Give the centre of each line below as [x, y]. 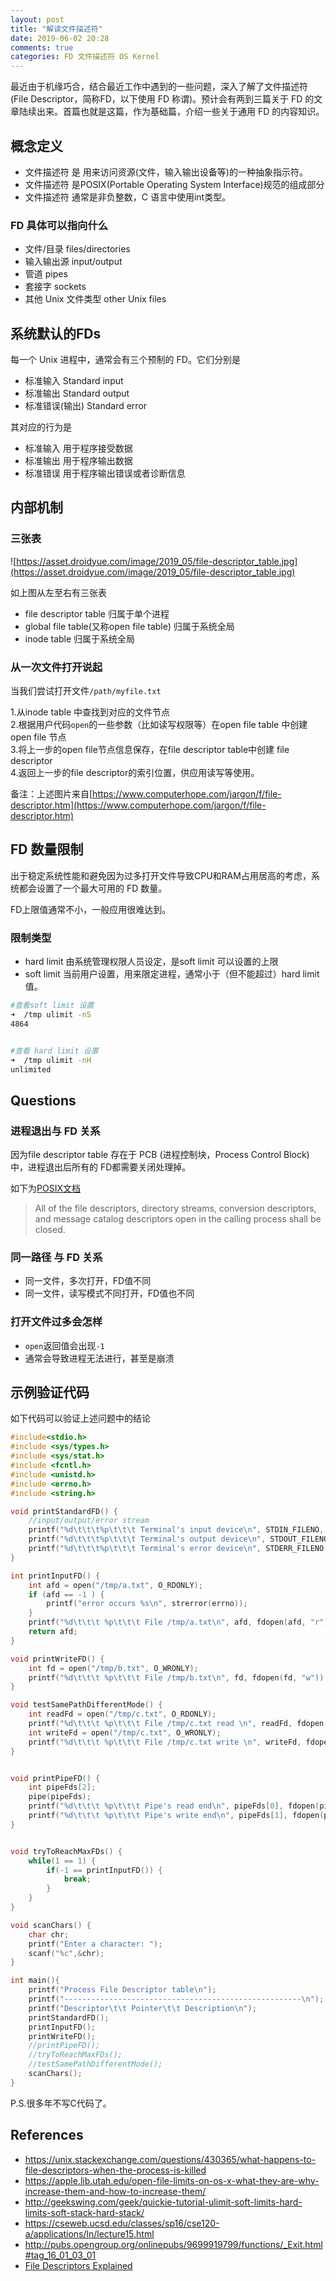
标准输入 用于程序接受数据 [78, 448]
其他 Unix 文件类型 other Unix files [95, 299]
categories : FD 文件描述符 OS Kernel [85, 57]
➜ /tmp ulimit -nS [51, 1015]
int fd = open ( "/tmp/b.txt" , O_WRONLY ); [113, 1668]
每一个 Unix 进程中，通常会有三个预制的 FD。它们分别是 [125, 360]
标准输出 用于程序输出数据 [78, 461]
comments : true [42, 47]
